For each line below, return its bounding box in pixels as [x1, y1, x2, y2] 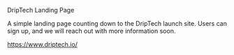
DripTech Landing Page [7, 6, 75, 14]
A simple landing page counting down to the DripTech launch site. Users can [7, 19, 227, 27]
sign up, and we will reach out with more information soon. [7, 27, 176, 35]
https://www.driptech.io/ [7, 40, 78, 48]
